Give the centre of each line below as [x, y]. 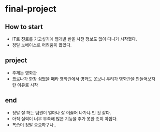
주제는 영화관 [24, 73]
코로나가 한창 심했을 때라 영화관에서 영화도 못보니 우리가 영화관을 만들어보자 [84, 79]
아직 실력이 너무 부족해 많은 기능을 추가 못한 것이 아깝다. [65, 118]
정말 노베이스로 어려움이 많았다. [42, 45]
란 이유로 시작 [25, 85]
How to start [24, 27]
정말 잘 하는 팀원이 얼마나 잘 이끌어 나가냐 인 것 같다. [61, 113]
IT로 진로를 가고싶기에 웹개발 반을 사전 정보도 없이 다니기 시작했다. [74, 39]
